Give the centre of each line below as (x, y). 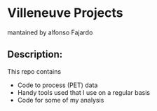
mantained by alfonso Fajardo (50, 32)
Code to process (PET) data (57, 85)
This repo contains (34, 71)
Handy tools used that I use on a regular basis (84, 92)
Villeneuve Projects (65, 13)
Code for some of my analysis (61, 100)
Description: (35, 54)
